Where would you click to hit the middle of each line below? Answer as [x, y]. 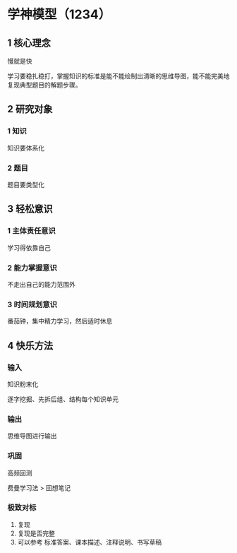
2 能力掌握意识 [32, 268]
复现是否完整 [36, 533]
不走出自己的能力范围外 [41, 284]
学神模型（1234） [59, 14]
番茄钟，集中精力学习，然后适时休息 [60, 321]
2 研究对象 [30, 109]
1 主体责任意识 [32, 231]
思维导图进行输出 [32, 436]
